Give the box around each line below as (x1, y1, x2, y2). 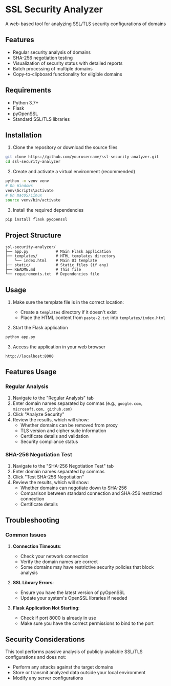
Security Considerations (5, 635, 85, 643)
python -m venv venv (5, 178, 50, 183)
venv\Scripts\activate (5, 188, 54, 193)
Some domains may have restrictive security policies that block (20, 564, 154, 570)
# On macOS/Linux (5, 193, 42, 198)
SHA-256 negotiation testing (12, 54, 73, 61)
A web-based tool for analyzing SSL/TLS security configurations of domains (5, 21, 166, 27)
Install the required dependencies (12, 207, 84, 213)
